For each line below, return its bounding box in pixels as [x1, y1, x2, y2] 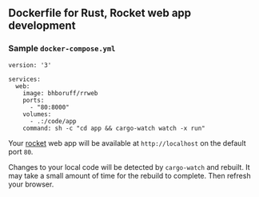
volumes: [22, 110, 52, 119]
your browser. [8, 179, 54, 189]
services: [8, 75, 42, 83]
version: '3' [8, 61, 52, 69]
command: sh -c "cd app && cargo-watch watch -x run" [22, 124, 205, 132]
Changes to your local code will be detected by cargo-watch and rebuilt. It [8, 162, 250, 171]
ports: [22, 96, 45, 104]
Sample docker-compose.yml [8, 43, 116, 54]
